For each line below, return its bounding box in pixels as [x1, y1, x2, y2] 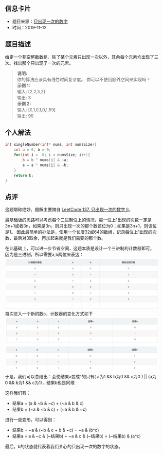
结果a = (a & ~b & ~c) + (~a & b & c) [12, 400, 84, 406]
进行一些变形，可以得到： [5, 417, 56, 422]
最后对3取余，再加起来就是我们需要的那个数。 [13, 235, 106, 241]
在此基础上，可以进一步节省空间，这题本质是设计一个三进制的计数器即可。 [5, 245, 154, 251]
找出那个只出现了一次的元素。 [13, 60, 73, 66]
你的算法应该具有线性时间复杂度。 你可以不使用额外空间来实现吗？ [17, 76, 151, 82]
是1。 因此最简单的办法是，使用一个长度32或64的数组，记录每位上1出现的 [5, 229, 153, 235]
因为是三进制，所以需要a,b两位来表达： [5, 252, 84, 258]
